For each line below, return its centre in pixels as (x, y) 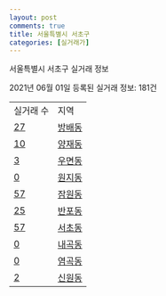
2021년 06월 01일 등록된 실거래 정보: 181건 (83, 88)
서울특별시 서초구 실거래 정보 (59, 69)
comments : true (37, 26)
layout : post (33, 17)
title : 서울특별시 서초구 (50, 34)
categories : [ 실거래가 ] (50, 42)
